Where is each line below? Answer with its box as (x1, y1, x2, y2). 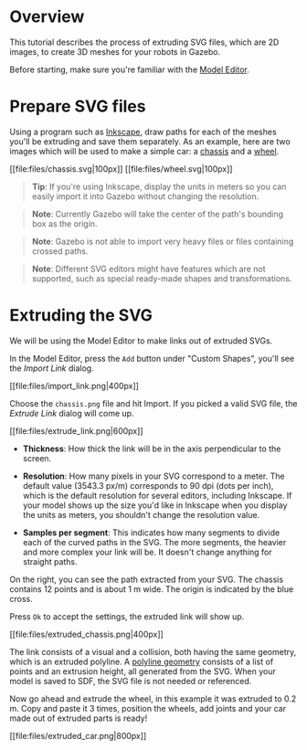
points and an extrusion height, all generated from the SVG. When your (9, 665, 276, 677)
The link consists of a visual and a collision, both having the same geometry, (9, 646, 297, 657)
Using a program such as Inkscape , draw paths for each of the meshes (9, 126, 277, 137)
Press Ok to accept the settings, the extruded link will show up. (9, 610, 245, 622)
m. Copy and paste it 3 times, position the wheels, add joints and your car (9, 702, 286, 713)
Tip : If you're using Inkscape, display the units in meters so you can (31, 181, 287, 192)
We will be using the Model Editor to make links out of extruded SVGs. (9, 335, 273, 346)
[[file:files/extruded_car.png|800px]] (9, 730, 147, 741)
